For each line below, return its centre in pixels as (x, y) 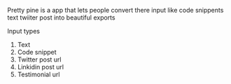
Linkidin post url (41, 67)
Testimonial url (38, 74)
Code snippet (37, 52)
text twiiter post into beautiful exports (61, 17)
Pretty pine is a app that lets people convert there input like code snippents (115, 10)
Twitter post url (39, 59)
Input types (24, 31)
